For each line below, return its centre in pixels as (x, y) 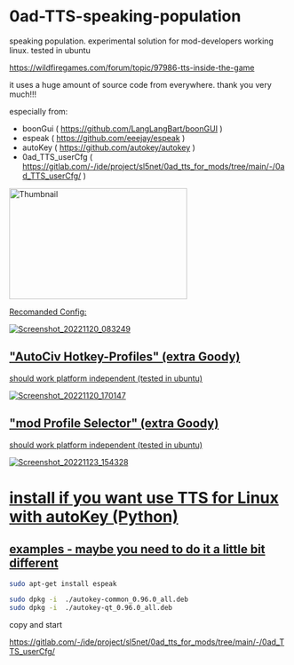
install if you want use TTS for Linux (144, 498)
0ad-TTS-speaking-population (125, 16)
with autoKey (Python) (94, 516)
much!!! (23, 94)
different (34, 563)
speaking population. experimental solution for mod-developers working (141, 41)
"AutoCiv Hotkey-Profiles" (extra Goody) (125, 357)
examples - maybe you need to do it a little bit (137, 549)
